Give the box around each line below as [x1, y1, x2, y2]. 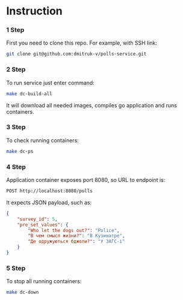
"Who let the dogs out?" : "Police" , [28, 227, 120, 233]
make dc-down [6, 289, 39, 296]
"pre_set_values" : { [17, 222, 69, 228]
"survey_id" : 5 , [17, 216, 58, 222]
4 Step [6, 163, 26, 171]
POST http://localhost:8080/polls [6, 188, 93, 194]
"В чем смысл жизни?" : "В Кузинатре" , [28, 233, 125, 239]
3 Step [6, 123, 26, 131]
